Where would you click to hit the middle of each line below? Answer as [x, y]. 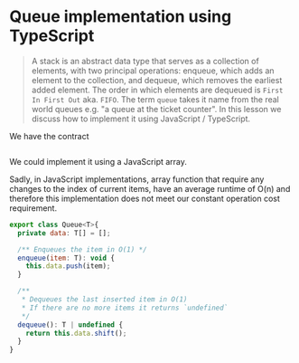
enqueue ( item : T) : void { [66, 258]
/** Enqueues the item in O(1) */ [82, 249]
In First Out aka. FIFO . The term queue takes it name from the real [155, 99]
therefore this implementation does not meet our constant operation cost [145, 198]
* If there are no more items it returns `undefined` [125, 308]
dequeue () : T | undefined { [70, 325]
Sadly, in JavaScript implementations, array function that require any [137, 179]
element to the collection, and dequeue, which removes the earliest [157, 80]
